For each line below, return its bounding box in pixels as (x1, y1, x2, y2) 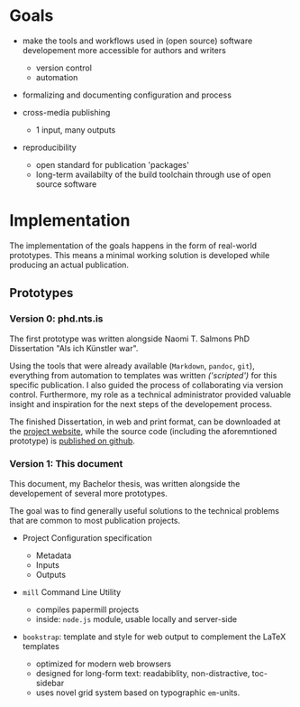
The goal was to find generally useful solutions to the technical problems (9, 505, 279, 516)
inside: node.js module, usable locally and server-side (35, 613, 237, 624)
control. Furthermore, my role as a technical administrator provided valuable (9, 389, 292, 400)
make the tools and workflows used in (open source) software (22, 35, 253, 46)
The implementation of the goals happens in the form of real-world (9, 240, 258, 251)
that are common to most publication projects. (9, 515, 181, 526)
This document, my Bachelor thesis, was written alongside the (9, 478, 241, 488)
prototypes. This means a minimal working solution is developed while (9, 249, 270, 260)
